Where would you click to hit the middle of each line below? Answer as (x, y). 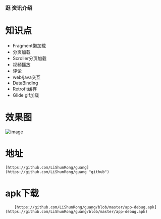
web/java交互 (26, 77)
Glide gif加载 (26, 95)
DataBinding (25, 83)
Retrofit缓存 (24, 89)
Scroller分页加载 (30, 58)
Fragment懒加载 (29, 45)
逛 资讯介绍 (19, 8)
